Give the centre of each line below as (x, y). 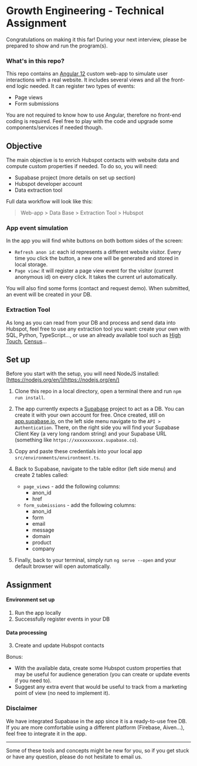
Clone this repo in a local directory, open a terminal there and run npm (98, 391)
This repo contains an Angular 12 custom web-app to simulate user (87, 74)
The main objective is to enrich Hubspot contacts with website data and (93, 160)
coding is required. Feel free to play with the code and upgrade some (89, 121)
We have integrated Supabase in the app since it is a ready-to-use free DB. (97, 721)
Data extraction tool (38, 190)
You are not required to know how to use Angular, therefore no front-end (94, 115)
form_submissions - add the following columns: (80, 505)
